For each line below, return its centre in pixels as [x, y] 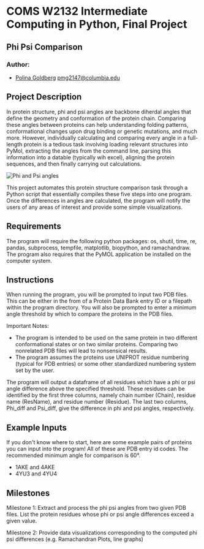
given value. [22, 521]
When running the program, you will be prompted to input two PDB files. [97, 295]
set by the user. [35, 370]
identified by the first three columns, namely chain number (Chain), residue [101, 395]
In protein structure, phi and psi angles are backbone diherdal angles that [99, 112]
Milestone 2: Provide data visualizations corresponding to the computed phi [102, 532]
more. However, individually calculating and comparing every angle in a [96, 138]
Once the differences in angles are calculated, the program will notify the [98, 200]
